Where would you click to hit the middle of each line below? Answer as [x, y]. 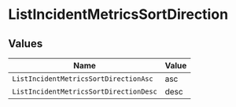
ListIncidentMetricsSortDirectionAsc [83, 79]
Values [26, 44]
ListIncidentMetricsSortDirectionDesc [85, 92]
